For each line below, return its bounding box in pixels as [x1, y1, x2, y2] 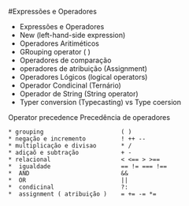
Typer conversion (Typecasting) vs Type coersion [19, 98, 181, 107]
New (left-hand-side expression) [19, 31, 126, 39]
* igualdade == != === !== [8, 163, 168, 170]
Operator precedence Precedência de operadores [8, 113, 171, 122]
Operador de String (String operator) [19, 89, 139, 98]
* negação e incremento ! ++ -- [8, 135, 146, 143]
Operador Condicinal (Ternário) [19, 81, 122, 90]
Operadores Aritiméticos [19, 39, 100, 48]
